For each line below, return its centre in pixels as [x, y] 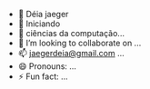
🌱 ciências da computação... [71, 33]
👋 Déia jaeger [43, 14]
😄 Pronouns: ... [47, 66]
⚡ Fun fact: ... [43, 76]
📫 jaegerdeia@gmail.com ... [71, 53]
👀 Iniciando [39, 24]
